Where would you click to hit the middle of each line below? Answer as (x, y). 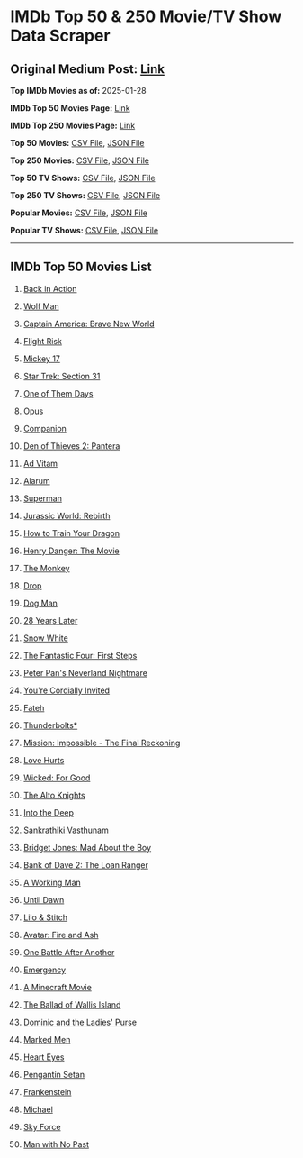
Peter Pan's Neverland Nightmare (85, 672)
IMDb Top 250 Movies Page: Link (73, 125)
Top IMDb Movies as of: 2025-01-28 (78, 91)
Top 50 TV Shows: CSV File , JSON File (83, 178)
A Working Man (52, 882)
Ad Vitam (40, 463)
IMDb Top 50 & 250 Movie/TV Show (146, 17)
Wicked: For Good (57, 778)
